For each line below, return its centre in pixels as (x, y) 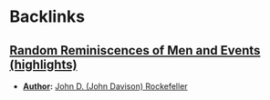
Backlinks (47, 17)
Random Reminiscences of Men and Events (135, 50)
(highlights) (43, 64)
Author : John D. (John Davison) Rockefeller (105, 86)
